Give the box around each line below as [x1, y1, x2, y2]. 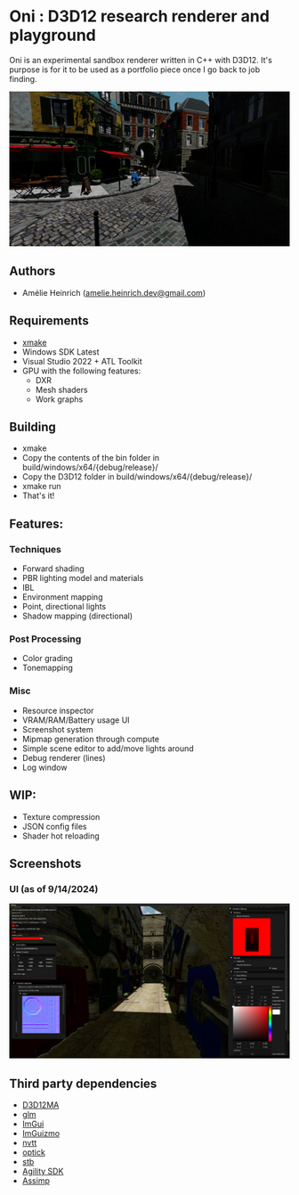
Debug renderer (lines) [21, 752, 106, 763]
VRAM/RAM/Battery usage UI [21, 715, 131, 725]
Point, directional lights [21, 602, 107, 612]
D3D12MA [21, 1100, 60, 1110]
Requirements [9, 314, 89, 329]
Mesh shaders [35, 384, 88, 395]
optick [21, 1147, 46, 1158]
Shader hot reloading [21, 831, 100, 841]
